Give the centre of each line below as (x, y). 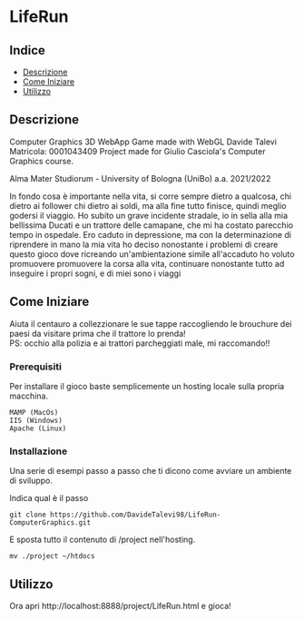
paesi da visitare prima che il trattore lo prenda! (98, 333)
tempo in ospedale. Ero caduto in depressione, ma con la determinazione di (151, 234)
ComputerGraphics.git (50, 523)
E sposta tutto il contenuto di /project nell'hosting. (103, 540)
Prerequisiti (35, 367)
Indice (27, 50)
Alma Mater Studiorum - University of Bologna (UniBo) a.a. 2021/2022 (140, 178)
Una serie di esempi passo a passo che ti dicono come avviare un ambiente (151, 471)
